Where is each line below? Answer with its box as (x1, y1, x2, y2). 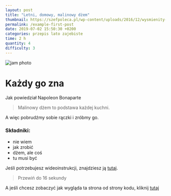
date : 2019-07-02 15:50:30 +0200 (5, 27, 76, 32)
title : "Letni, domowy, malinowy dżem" (5, 12, 90, 17)
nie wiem (12, 139, 32, 145)
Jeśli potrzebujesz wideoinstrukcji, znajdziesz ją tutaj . (5, 165, 118, 171)
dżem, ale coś (12, 149, 42, 156)
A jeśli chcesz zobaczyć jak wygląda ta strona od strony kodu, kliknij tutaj (5, 185, 159, 191)
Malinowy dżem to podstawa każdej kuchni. (17, 104, 110, 111)
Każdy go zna (5, 77, 65, 89)
